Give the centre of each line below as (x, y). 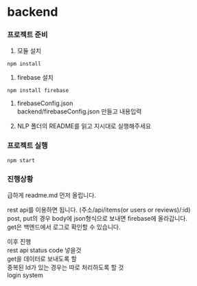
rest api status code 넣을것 (44, 250)
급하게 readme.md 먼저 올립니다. (51, 195)
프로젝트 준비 (27, 35)
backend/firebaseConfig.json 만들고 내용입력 (79, 111)
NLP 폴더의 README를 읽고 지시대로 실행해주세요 (84, 126)
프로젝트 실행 (27, 146)
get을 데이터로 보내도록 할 (42, 259)
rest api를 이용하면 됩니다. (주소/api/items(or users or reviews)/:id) (99, 210)
